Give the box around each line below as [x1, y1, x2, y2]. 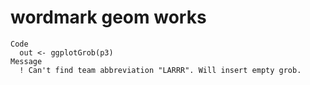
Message [10, 56, 43, 66]
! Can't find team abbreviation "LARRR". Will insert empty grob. [19, 65, 302, 75]
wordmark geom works [10, 6, 207, 29]
